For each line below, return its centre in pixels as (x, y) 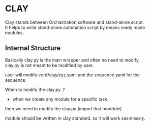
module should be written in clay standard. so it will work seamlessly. (75, 118)
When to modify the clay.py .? (35, 90)
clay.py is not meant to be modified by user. (49, 65)
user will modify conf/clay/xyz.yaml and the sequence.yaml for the (73, 75)
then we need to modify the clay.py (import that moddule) (63, 108)
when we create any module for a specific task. (60, 99)
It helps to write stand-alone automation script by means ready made (75, 27)
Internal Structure (33, 48)
